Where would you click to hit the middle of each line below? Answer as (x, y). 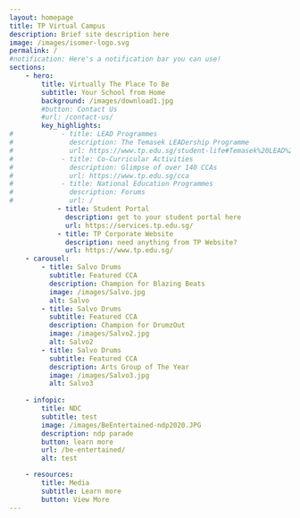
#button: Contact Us (79, 109)
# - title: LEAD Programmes (83, 134)
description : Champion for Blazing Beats (127, 284)
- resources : (50, 475)
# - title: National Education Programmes (112, 184)
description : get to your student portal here (154, 217)
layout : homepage (42, 17)
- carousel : (47, 259)
